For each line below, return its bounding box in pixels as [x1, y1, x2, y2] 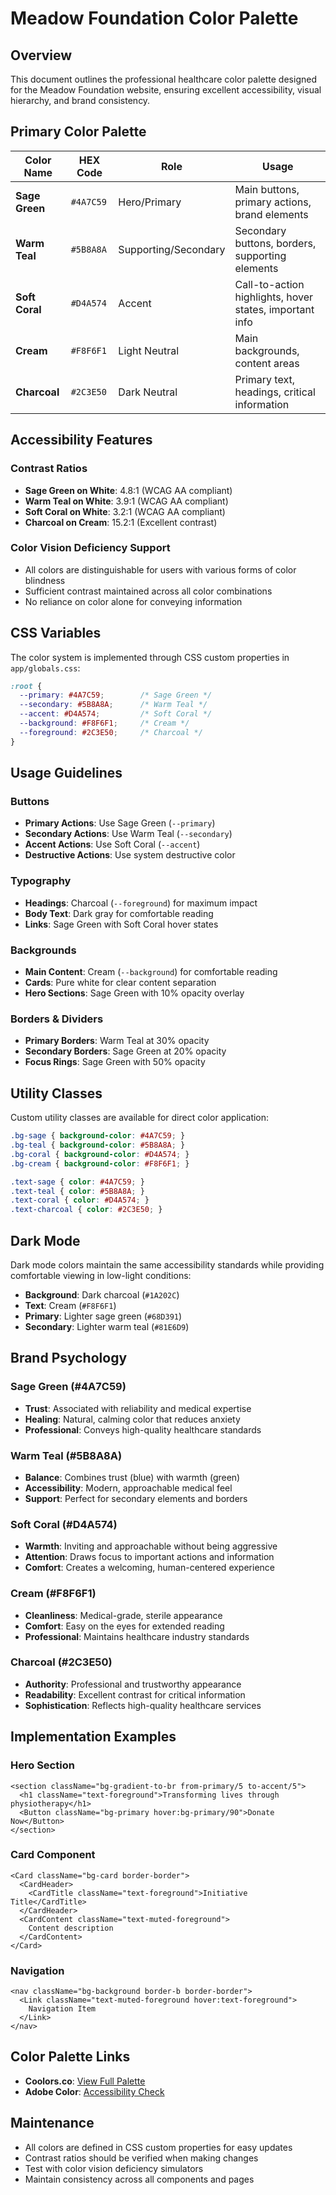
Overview [10, 47, 73, 64]
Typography [10, 874, 72, 888]
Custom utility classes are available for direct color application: [10, 1112, 270, 1124]
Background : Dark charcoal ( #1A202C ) [24, 1288, 180, 1301]
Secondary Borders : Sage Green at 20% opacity [24, 1045, 227, 1057]
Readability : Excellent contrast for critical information [24, 1688, 246, 1701]
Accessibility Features [10, 432, 153, 449]
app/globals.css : [10, 662, 81, 674]
